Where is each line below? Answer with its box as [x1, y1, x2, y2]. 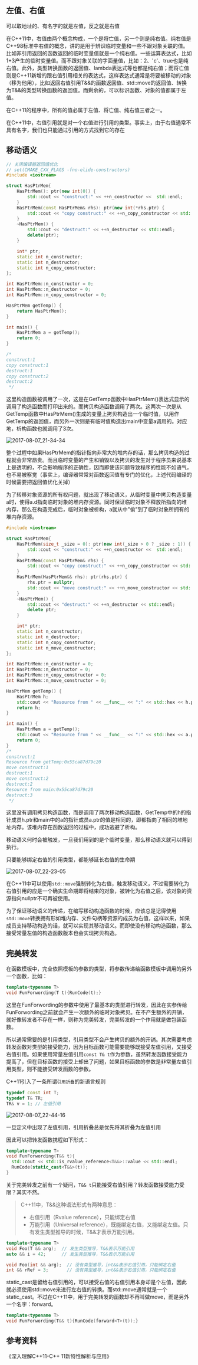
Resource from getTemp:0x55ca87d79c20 [6, 759, 101, 765]
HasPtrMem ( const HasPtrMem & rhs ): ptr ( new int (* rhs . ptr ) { [16, 205, 165, 211]
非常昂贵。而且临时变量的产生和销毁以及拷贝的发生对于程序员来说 [21, 457, 181, 464]
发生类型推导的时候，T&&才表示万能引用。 [34, 1228, 138, 1235]
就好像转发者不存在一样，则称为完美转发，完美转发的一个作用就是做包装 [6, 1016, 181, 1023]
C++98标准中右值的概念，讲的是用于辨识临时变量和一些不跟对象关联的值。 [6, 42, 189, 49]
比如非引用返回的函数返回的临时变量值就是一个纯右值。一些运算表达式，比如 [6, 50, 192, 57]
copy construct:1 [6, 362, 49, 368]
